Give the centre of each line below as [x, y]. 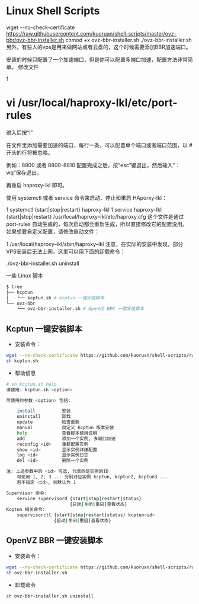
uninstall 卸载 [44, 417]
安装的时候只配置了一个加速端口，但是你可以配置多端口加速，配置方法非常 [97, 59]
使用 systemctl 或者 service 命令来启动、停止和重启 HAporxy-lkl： [87, 197]
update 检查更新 [48, 422]
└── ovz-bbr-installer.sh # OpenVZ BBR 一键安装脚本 [81, 309]
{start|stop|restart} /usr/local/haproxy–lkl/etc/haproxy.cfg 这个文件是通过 [95, 216]
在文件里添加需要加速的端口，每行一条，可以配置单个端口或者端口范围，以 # [99, 145]
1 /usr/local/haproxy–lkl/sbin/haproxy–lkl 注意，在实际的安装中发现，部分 [95, 244]
